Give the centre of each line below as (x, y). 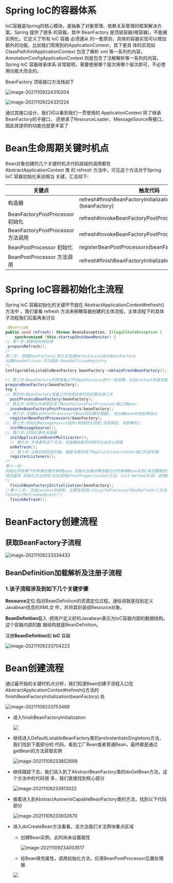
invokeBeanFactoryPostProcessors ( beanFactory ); (62, 409)
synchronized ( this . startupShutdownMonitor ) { (65, 337)
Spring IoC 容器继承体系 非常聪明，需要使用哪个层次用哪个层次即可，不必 (83, 64)
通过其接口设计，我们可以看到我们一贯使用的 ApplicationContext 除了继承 (83, 112)
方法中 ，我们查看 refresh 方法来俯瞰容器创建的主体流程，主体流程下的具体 (85, 311)
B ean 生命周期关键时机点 (57, 149)
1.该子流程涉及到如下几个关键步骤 (47, 588)
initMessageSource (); (33, 428)
